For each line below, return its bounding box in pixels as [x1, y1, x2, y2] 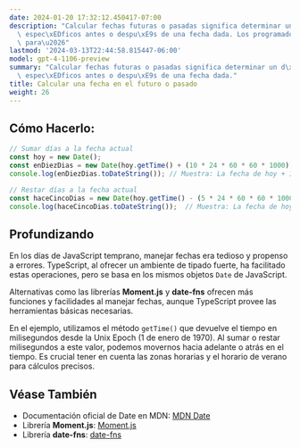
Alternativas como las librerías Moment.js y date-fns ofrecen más [9, 286, 254, 297]
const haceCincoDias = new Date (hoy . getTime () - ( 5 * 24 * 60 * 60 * [9, 194, 274, 203]
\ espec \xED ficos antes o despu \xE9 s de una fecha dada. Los [17, 29, 250, 38]
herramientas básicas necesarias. [9, 305, 134, 317]
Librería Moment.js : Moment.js [21, 420, 137, 431]
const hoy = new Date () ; [9, 153, 102, 162]
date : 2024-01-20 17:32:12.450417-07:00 [9, 12, 162, 22]
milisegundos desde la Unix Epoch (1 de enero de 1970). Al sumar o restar [9, 332, 281, 344]
